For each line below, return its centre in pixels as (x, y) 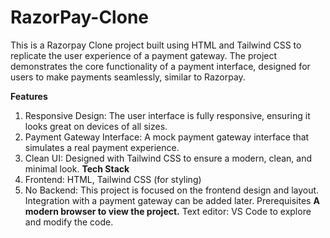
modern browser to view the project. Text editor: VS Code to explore (168, 211)
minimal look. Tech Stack (77, 168)
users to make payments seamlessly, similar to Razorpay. (128, 77)
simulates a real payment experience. (102, 147)
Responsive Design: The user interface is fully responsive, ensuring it (167, 115)
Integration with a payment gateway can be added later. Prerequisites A (172, 200)
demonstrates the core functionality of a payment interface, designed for (160, 66)
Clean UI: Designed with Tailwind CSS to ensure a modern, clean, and (168, 158)
